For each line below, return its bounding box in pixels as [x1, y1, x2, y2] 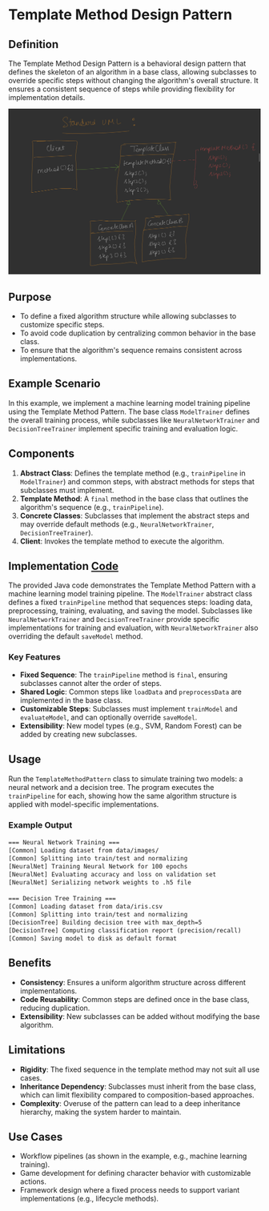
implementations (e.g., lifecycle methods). [19, 1194, 159, 1204]
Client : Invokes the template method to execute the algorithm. [19, 536, 225, 546]
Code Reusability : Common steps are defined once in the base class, [19, 994, 250, 1004]
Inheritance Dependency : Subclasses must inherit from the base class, [19, 1081, 256, 1091]
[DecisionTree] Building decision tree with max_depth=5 [8, 918, 203, 926]
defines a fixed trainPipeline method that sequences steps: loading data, [8, 598, 253, 608]
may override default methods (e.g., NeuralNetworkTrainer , [19, 519, 215, 529]
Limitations [8, 1043, 66, 1057]
